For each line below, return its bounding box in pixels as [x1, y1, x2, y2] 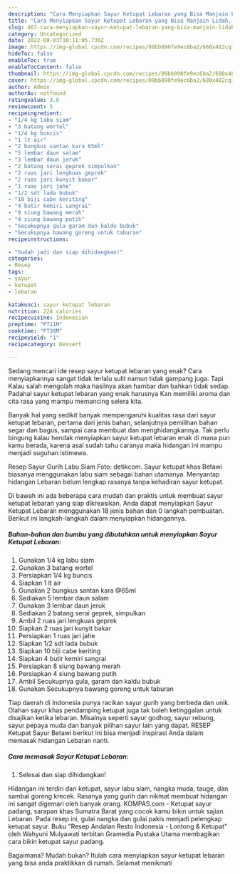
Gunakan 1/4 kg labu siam [18, 556, 95, 564]
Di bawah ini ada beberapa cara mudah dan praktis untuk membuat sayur [8, 491, 224, 499]
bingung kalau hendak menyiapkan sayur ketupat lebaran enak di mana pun [8, 433, 231, 442]
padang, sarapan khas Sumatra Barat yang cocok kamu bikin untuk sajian [8, 806, 224, 816]
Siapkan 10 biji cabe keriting [18, 646, 101, 655]
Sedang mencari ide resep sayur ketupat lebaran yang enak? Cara [8, 366, 202, 375]
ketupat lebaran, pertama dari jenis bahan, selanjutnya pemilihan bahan [8, 418, 218, 427]
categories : [8, 255, 43, 262]
